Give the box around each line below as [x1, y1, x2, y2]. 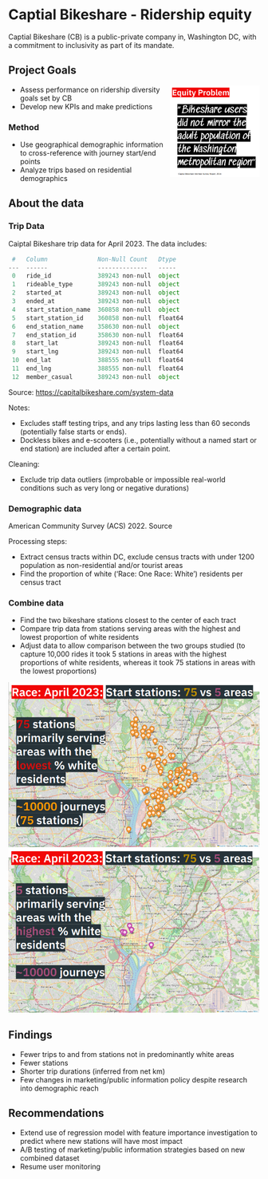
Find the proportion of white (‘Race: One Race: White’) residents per [19, 569, 243, 579]
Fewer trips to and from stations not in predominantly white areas [19, 1049, 235, 1059]
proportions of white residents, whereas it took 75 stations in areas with [19, 658, 255, 668]
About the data [8, 197, 85, 211]
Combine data [8, 597, 64, 609]
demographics [19, 174, 68, 183]
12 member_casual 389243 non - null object [11, 373, 180, 381]
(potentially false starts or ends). [19, 427, 128, 436]
